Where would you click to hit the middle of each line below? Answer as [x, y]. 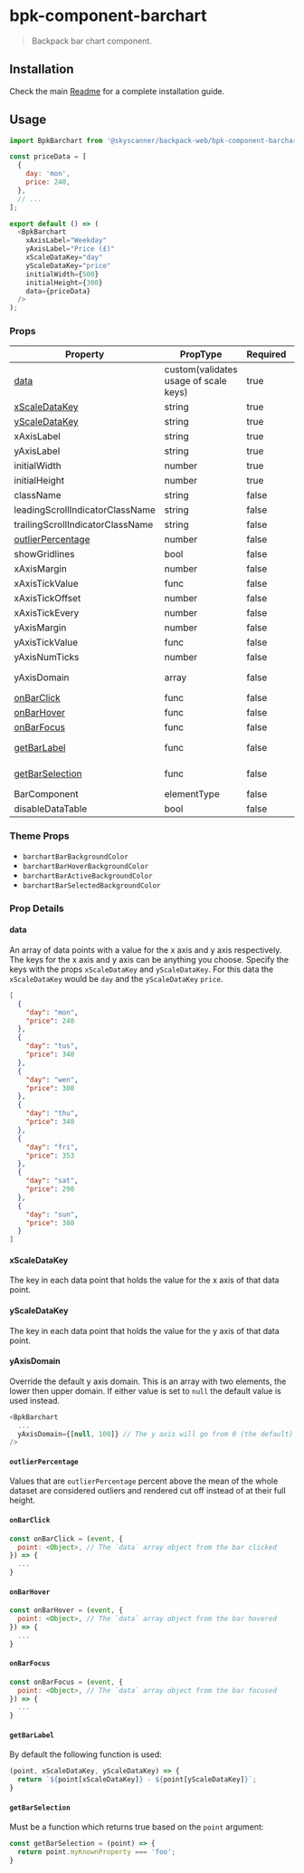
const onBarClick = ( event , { [66, 1539]
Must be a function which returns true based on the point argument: [137, 1827]
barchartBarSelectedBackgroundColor [91, 885]
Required [266, 354]
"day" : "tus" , [52, 1046]
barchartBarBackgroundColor [75, 857]
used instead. [35, 1400]
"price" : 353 [50, 1156]
